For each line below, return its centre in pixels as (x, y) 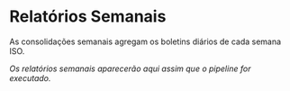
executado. (30, 77)
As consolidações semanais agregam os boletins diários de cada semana (145, 41)
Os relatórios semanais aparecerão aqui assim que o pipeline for (130, 68)
